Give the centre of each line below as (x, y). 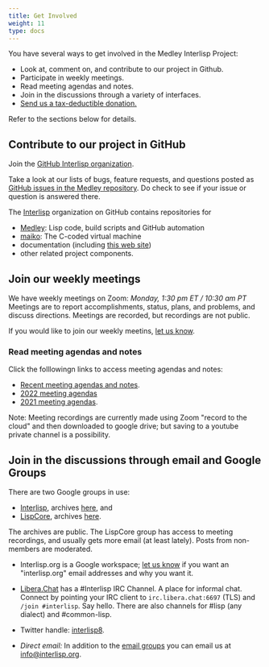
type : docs (27, 31)
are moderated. (67, 549)
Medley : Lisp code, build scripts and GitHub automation (112, 228)
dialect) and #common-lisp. (66, 615)
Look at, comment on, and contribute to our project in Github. (122, 69)
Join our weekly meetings (74, 279)
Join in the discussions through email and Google (135, 460)
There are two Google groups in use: (69, 492)
